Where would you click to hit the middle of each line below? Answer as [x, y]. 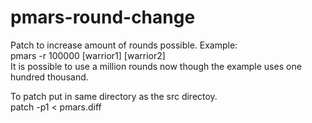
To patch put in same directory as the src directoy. [114, 96]
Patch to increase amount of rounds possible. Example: [124, 45]
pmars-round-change [103, 17]
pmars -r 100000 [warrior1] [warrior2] [88, 55]
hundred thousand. [49, 77]
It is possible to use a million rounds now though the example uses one [156, 66]
